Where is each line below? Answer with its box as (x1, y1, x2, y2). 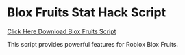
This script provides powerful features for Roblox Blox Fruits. (7, 40, 179, 48)
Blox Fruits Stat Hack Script (7, 5, 166, 20)
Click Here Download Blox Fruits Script (7, 27, 116, 35)
